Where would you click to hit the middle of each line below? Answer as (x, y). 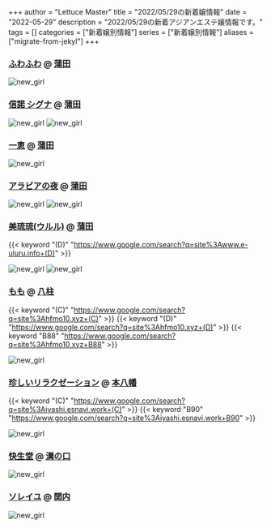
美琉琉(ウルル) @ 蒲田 (51, 227)
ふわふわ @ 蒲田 (40, 63)
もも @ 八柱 (31, 292)
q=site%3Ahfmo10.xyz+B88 (55, 344)
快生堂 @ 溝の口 (40, 456)
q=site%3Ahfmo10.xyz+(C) (54, 318)
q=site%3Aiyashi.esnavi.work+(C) (66, 410)
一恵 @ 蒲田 (31, 145)
